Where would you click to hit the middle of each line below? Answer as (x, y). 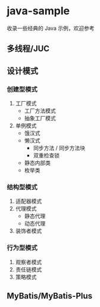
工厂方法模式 (40, 111)
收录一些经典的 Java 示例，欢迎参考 (51, 28)
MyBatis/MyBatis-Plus (50, 296)
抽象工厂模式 (40, 118)
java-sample (38, 11)
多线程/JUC (28, 49)
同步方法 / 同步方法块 (59, 148)
